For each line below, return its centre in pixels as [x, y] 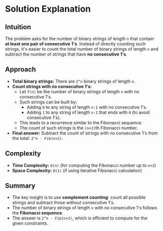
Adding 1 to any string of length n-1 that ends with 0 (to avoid [88, 112]
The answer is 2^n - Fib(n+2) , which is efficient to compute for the [80, 218]
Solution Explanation [48, 9]
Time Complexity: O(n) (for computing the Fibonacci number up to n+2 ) [84, 165]
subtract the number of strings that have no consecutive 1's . [66, 54]
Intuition [18, 27]
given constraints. [30, 223]
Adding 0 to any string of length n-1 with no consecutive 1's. [87, 107]
